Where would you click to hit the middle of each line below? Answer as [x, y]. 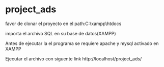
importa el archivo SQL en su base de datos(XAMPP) [61, 33]
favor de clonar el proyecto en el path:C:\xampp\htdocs [63, 24]
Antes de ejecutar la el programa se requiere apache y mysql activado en [82, 43]
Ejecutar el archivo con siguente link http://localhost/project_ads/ [74, 59]
